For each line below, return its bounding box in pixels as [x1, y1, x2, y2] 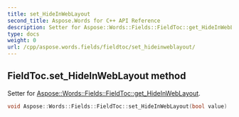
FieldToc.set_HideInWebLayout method [7, 70, 186, 82]
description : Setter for [7, 24, 81, 31]
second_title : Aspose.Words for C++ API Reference [7, 17, 161, 24]
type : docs [7, 30, 40, 38]
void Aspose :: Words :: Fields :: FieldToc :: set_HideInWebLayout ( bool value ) [7, 103, 228, 110]
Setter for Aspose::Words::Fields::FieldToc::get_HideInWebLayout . [7, 88, 201, 97]
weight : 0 [7, 37, 37, 44]
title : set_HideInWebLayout [7, 10, 91, 18]
